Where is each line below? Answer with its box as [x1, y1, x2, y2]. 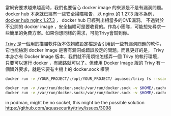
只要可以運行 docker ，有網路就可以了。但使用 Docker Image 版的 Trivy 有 [5, 60, 161, 66]
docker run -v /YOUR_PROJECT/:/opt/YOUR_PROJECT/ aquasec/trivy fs [5, 76, 152, 81]
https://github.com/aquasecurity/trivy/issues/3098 [5, 105, 111, 111]
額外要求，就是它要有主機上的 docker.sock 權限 [9, 66, 109, 72]
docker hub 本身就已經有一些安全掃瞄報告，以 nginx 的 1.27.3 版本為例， [5, 11, 157, 17]
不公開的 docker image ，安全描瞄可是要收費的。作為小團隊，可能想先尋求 [5, 23, 161, 30]
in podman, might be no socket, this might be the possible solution [5, 99, 145, 105]
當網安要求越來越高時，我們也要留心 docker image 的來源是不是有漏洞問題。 [5, 5, 166, 10]
